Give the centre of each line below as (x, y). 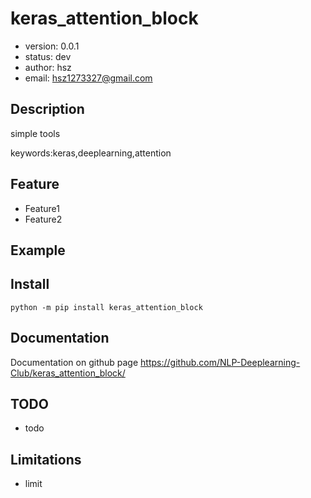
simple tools (35, 133)
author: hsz (48, 67)
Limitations (46, 459)
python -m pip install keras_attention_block (106, 307)
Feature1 (42, 208)
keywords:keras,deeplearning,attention (91, 153)
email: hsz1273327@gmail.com (88, 78)
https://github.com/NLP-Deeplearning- (220, 362)
